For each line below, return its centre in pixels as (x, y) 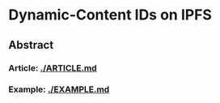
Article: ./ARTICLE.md (53, 68)
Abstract (31, 45)
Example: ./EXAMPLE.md (59, 89)
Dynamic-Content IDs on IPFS (110, 15)
